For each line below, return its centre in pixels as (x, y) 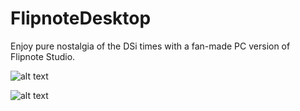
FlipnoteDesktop (81, 18)
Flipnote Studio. (43, 56)
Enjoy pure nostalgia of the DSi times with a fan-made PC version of (150, 46)
